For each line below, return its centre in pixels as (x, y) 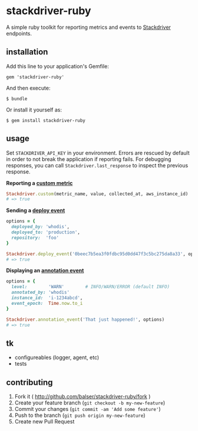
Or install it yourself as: (34, 110)
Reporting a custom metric (39, 183)
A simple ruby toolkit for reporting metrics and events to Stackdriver (88, 27)
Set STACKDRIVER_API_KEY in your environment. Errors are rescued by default (98, 153)
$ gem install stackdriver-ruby (46, 120)
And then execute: (28, 88)
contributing (29, 382)
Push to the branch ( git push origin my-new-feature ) (80, 415)
